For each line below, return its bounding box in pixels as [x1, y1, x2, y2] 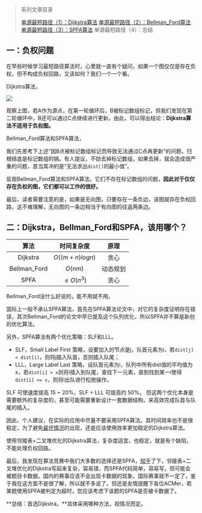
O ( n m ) [65, 264, 84, 272]
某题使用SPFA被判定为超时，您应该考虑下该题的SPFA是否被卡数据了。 [6, 487, 180, 494]
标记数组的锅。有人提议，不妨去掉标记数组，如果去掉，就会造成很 [26, 155, 191, 162]
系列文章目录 [20, 6, 53, 13]
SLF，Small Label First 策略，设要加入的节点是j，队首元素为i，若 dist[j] [14, 346, 194, 353]
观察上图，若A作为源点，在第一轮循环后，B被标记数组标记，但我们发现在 [6, 106, 188, 114]
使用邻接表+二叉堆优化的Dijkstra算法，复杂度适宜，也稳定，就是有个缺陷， [6, 437, 192, 444]
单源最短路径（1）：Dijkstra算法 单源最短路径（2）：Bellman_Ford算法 [20, 19, 191, 26]
